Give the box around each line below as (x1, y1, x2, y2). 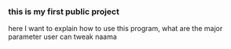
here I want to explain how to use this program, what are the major (8, 24, 223, 33)
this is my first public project (8, 6, 119, 17)
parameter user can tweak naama (8, 32, 118, 41)
